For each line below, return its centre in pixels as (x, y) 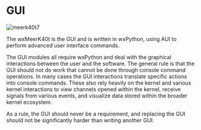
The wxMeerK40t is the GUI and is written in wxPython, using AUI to (91, 39)
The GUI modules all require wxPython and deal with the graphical (89, 57)
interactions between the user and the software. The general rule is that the (100, 63)
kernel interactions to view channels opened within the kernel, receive (94, 89)
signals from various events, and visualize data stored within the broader (97, 96)
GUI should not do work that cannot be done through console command (96, 70)
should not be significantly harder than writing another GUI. (80, 120)
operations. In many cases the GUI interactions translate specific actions (97, 76)
